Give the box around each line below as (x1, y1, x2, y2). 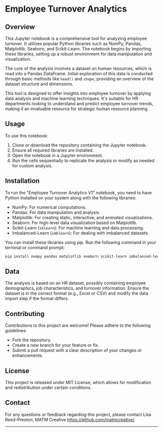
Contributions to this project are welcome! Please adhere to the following (5, 322, 151, 328)
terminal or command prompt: (5, 244, 65, 250)
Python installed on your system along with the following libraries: (5, 195, 137, 201)
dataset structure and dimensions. (5, 81, 74, 87)
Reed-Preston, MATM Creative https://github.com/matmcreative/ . (5, 416, 136, 422)
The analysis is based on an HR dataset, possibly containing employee (5, 280, 146, 286)
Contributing (5, 309, 45, 318)
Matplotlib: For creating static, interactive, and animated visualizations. (12, 214, 153, 220)
